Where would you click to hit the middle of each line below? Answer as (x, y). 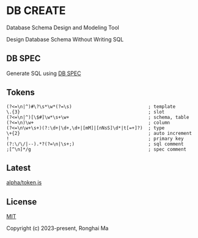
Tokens (21, 92)
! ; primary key (95, 139)
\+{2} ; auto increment (99, 133)
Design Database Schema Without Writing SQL (65, 39)
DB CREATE (36, 11)
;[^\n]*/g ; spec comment (97, 149)
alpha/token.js (24, 182)
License (22, 202)
